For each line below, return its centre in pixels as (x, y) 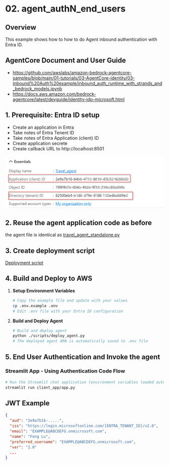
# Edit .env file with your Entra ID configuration (68, 311)
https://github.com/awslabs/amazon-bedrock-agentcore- (72, 72)
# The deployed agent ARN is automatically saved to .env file (80, 341)
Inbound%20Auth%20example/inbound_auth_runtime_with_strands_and (87, 83)
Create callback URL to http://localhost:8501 (58, 148)
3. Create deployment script (50, 251)
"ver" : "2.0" (23, 447)
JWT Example (27, 403)
